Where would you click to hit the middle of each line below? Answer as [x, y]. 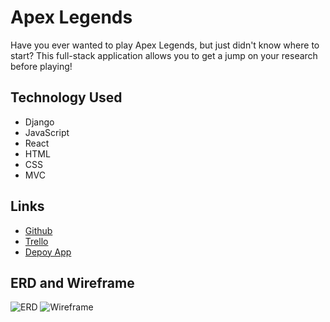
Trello [36, 241]
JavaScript [47, 132]
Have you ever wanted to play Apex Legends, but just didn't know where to [165, 45]
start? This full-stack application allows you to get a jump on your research [164, 55]
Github [38, 230]
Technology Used [66, 97]
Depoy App [48, 252]
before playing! [41, 66]
